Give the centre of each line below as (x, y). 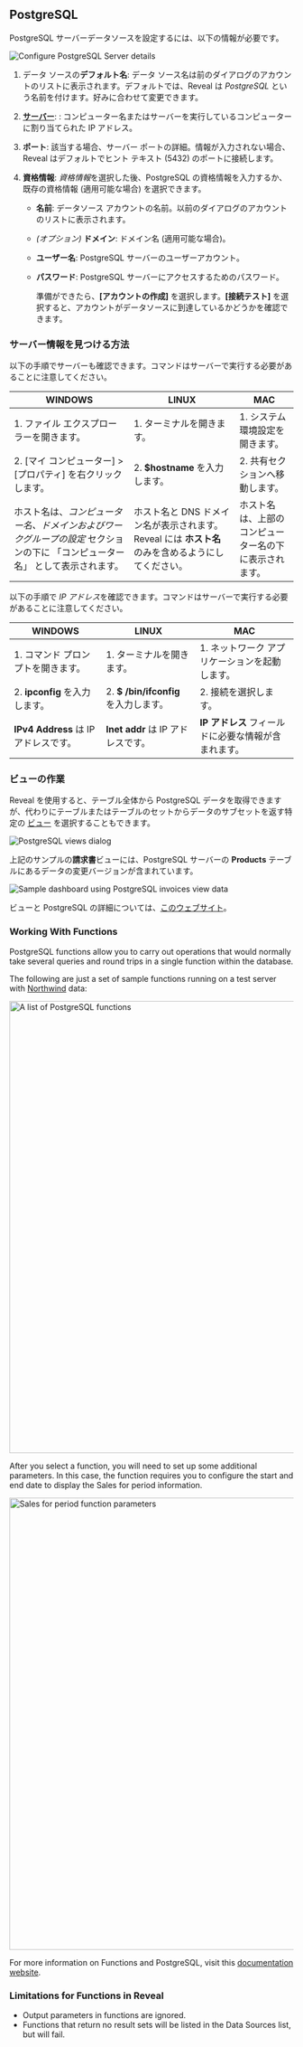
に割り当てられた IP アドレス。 (80, 127)
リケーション (227, 662)
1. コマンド (37, 655)
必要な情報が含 (249, 736)
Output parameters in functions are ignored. (104, 2015)
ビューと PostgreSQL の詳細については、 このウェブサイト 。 (120, 908)
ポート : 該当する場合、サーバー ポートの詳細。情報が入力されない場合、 (156, 146)
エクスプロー (90, 424)
